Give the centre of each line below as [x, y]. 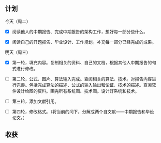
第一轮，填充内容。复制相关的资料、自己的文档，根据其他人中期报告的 [82, 63]
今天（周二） [18, 21]
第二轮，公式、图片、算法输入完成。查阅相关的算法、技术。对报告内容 [82, 79]
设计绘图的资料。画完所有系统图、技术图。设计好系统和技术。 [78, 91]
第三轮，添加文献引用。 [35, 101]
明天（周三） [18, 52]
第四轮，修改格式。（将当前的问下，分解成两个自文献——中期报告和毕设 [83, 112]
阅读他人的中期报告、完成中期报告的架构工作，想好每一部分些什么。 [80, 32]
